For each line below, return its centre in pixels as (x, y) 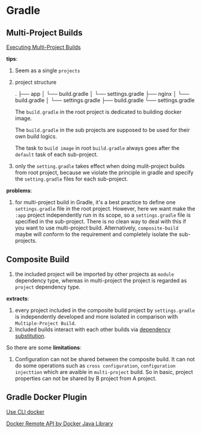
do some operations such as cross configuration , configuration (95, 366)
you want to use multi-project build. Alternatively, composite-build (97, 228)
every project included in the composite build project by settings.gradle (105, 310)
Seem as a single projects (47, 70)
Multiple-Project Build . (45, 323)
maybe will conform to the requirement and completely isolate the (96, 234)
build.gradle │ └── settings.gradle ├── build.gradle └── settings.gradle (105, 100)
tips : (12, 59)
